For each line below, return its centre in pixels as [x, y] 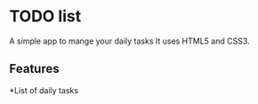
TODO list [45, 16]
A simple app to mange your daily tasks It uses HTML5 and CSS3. [130, 41]
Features [34, 69]
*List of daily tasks [44, 90]
